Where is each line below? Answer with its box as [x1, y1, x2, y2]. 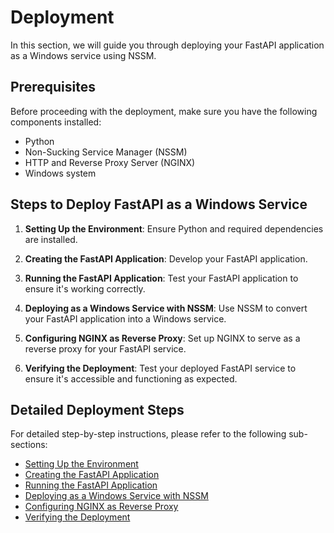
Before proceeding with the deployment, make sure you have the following [10, 105, 318, 117]
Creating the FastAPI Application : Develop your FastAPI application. [24, 252, 308, 265]
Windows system [24, 167, 97, 179]
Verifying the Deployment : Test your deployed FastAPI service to [24, 362, 297, 374]
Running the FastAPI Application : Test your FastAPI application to [24, 272, 299, 284]
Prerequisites [10, 79, 96, 96]
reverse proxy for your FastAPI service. [24, 342, 187, 355]
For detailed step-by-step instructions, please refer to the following [10, 428, 287, 440]
